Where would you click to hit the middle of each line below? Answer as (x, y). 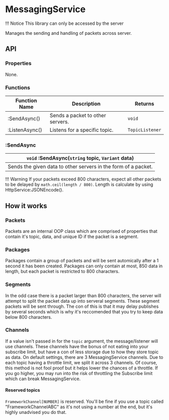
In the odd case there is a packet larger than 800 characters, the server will (83, 295)
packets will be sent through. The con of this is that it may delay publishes (82, 306)
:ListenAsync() (25, 130)
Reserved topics (23, 390)
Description (86, 104)
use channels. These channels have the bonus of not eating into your (77, 346)
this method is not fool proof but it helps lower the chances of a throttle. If (82, 368)
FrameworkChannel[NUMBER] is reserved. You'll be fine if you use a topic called (84, 401)
